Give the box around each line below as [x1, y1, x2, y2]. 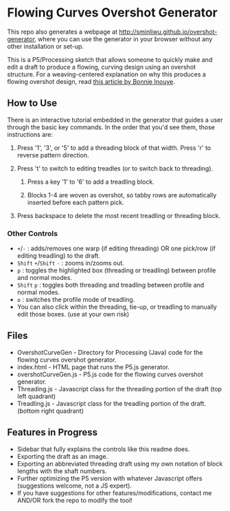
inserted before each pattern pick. [27, 198, 124, 206]
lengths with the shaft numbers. [16, 466, 107, 475]
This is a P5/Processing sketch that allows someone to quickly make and [7, 55, 213, 63]
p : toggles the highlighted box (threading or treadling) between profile [16, 266, 216, 274]
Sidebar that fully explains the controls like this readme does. [16, 445, 190, 453]
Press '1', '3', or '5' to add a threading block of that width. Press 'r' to [16, 143, 211, 152]
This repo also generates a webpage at [7, 28, 118, 36]
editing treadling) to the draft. [16, 252, 101, 260]
